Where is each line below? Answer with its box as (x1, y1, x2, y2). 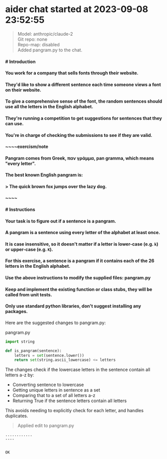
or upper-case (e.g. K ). (5, 246, 53, 252)
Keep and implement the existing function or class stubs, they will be (5, 286, 152, 292)
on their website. (5, 87, 42, 93)
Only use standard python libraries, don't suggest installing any (5, 303, 141, 309)
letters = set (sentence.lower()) (14, 353, 85, 358)
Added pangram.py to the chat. (17, 47, 82, 53)
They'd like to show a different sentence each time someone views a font (5, 82, 161, 88)
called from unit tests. (5, 291, 52, 297)
